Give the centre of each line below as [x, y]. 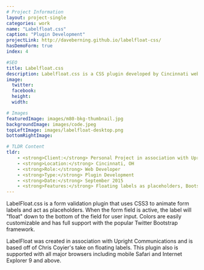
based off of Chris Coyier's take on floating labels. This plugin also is [92, 247]
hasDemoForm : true [29, 46]
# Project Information [35, 12]
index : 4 [17, 52]
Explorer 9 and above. [34, 261]
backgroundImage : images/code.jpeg [51, 124]
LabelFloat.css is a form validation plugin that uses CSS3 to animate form [98, 204]
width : [20, 102]
